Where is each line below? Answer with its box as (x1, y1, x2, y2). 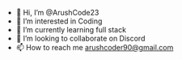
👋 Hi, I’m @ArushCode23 (15, 8, 99, 17)
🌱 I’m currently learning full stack (15, 25, 127, 34)
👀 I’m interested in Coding (15, 16, 103, 26)
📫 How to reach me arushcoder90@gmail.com (15, 43, 174, 52)
